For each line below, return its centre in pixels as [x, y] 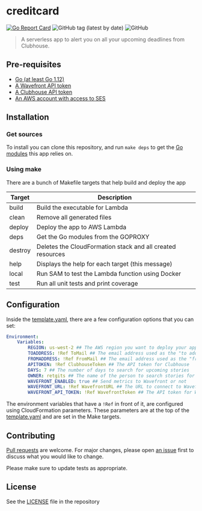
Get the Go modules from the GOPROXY [93, 237]
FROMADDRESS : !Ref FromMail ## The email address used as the [107, 359]
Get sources [25, 135]
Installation [28, 118]
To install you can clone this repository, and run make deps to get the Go [95, 147]
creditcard [33, 11]
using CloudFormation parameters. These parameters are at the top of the [98, 411]
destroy [20, 250]
